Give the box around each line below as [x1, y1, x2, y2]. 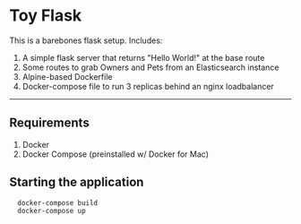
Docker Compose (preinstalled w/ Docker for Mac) [21, 149, 209, 159]
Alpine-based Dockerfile [21, 71, 113, 82]
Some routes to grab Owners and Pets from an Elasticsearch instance [21, 62, 279, 73]
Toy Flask [9, 5, 82, 26]
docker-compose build [17, 198, 99, 207]
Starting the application [9, 175, 144, 190]
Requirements [9, 116, 90, 131]
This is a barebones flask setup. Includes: [9, 35, 163, 46]
